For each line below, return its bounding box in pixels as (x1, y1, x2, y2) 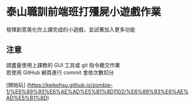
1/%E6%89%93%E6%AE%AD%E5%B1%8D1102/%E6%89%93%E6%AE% (6, 88, 189, 95)
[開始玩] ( (6, 81, 29, 88)
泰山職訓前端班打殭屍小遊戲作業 (6, 5, 162, 19)
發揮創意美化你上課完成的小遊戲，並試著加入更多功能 (6, 26, 136, 33)
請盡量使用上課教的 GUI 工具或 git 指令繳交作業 (6, 61, 120, 68)
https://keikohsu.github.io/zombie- (28, 81, 113, 88)
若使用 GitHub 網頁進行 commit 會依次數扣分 (6, 69, 114, 76)
